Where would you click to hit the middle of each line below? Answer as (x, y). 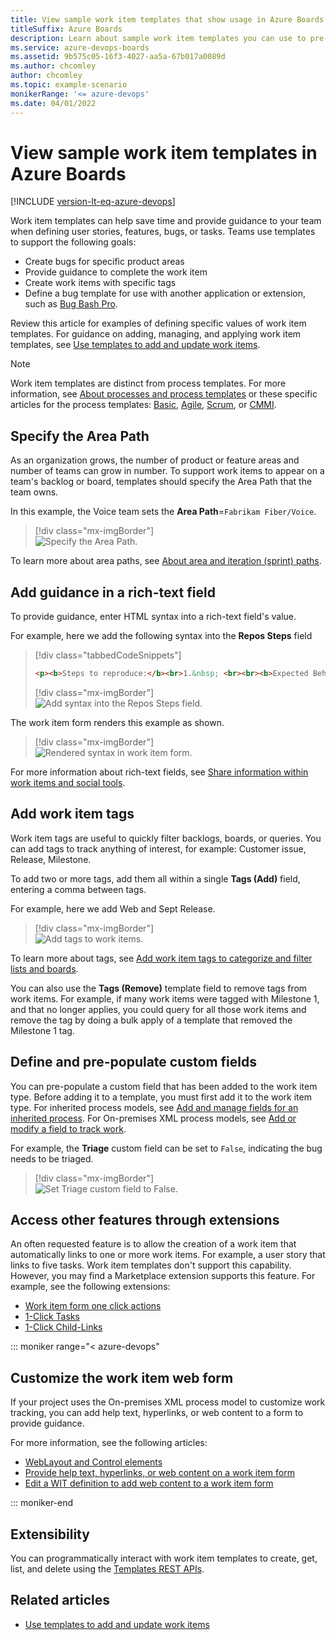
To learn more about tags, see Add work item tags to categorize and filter (161, 958)
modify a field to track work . (68, 1128)
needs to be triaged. (52, 1158)
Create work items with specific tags (100, 283)
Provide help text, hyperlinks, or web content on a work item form (159, 1473)
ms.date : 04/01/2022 (53, 103)
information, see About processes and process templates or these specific (164, 394)
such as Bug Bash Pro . (71, 304)
